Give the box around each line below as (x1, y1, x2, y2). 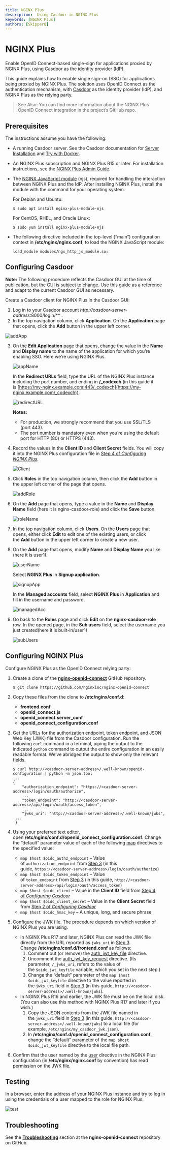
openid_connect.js (20, 709, 61, 715)
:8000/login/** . (29, 312, 63, 318)
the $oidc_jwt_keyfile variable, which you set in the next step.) (27, 966, 161, 973)
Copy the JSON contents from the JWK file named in (27, 1010, 139, 1016)
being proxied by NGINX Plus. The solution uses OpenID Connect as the (5, 81, 156, 87)
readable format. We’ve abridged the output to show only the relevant (12, 751, 158, 758)
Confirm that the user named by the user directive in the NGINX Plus (12, 1052, 156, 1058)
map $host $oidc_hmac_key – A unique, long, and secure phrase (20, 909, 152, 915)
